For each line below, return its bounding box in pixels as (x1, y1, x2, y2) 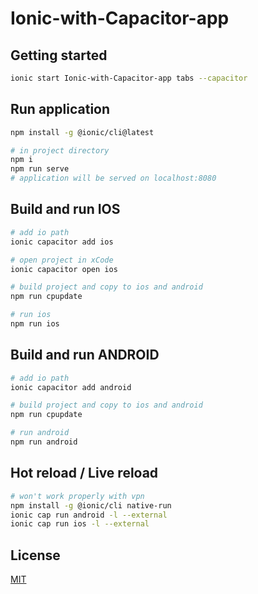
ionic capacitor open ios (10, 264, 118, 274)
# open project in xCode (10, 255, 114, 265)
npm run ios (10, 319, 60, 329)
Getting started (10, 47, 108, 64)
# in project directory (10, 145, 110, 156)
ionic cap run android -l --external (10, 510, 168, 520)
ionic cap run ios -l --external (10, 519, 150, 529)
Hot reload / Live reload (10, 465, 159, 482)
